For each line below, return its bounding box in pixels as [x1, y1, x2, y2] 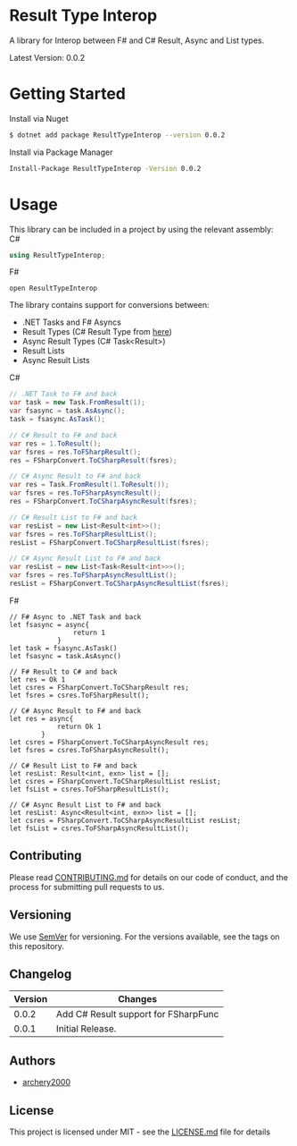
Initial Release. [56, 1023, 117, 1035]
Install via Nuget [9, 113, 69, 123]
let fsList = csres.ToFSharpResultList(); [9, 785, 169, 794]
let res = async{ [9, 714, 74, 723]
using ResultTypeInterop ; [9, 250, 105, 259]
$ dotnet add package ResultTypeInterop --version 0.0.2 [9, 131, 226, 140]
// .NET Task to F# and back [9, 390, 118, 399]
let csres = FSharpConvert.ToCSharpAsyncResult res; [9, 737, 210, 747]
